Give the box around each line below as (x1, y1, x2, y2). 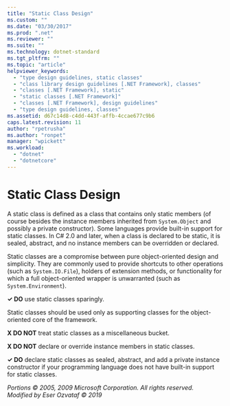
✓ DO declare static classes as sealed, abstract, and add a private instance (7, 355, 220, 363)
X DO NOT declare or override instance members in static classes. (7, 342, 195, 350)
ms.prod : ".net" (7, 29, 54, 36)
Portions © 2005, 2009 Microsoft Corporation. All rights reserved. (7, 383, 194, 392)
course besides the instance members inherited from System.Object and (7, 217, 211, 225)
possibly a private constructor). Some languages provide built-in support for (7, 224, 223, 233)
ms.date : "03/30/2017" (7, 23, 72, 30)
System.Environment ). (7, 281, 67, 290)
